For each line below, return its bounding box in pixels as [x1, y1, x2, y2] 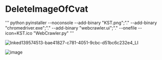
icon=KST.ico [5, 30, 33, 36]
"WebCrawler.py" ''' [33, 30, 74, 36]
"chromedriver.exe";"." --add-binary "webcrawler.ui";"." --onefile [5, 25, 137, 30]
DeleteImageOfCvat [5, 3, 88, 15]
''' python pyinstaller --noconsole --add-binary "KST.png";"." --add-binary [5, 20, 157, 26]
